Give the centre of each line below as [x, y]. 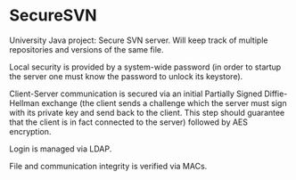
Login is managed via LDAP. [61, 149]
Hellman [25, 102]
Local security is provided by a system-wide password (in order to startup [145, 67]
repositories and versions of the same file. [86, 49]
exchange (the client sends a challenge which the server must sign [164, 102]
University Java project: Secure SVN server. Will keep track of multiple [139, 40]
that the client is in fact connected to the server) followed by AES [128, 122]
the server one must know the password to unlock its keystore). [126, 76]
